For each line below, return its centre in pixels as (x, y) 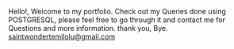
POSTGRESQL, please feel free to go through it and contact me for (117, 20)
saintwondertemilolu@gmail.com (62, 36)
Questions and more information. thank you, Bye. (88, 28)
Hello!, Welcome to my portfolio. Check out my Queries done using (117, 11)
